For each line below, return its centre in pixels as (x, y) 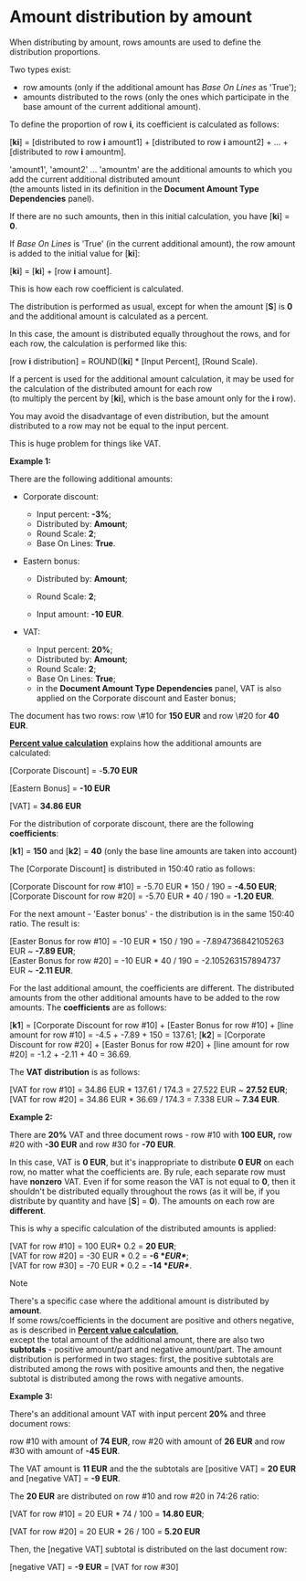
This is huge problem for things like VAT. (85, 443)
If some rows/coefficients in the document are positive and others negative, (152, 1320)
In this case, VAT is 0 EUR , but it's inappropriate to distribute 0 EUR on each (152, 1162)
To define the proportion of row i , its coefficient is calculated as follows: (144, 124)
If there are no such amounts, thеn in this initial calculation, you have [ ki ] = (150, 216)
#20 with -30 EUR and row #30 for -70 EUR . (93, 1144)
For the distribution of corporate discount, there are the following (132, 823)
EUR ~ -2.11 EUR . (41, 970)
